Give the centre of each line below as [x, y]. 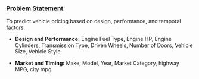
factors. [16, 27]
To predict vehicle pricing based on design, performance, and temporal [94, 21]
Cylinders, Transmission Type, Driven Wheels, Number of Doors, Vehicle [104, 45]
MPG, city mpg [33, 69]
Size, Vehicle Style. [38, 52]
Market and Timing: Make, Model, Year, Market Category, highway [97, 63]
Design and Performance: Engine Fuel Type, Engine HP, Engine [93, 39]
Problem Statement [35, 8]
